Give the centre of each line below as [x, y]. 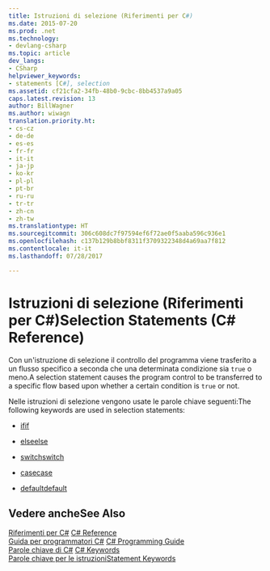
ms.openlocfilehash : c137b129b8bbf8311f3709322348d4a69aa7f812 [117, 241]
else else [34, 441]
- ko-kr [21, 174]
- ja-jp [21, 166]
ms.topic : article [39, 53]
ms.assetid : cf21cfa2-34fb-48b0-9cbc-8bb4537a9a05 [95, 91]
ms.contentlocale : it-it [50, 249]
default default [43, 488]
